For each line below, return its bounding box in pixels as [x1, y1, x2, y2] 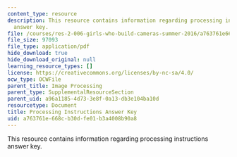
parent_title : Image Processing [7, 82, 102, 89]
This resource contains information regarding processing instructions [7, 134, 209, 143]
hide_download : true [7, 50, 68, 57]
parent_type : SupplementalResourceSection [7, 89, 134, 96]
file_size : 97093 [7, 37, 59, 44]
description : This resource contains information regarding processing [7, 17, 222, 24]
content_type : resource [7, 10, 78, 18]
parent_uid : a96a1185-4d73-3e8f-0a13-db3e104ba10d [7, 96, 159, 103]
